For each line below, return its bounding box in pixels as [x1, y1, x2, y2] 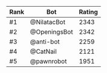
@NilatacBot [30, 18, 65, 26]
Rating [79, 8, 99, 16]
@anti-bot [30, 37, 60, 46]
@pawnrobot [30, 57, 67, 65]
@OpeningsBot [30, 28, 74, 36]
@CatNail [30, 48, 57, 56]
